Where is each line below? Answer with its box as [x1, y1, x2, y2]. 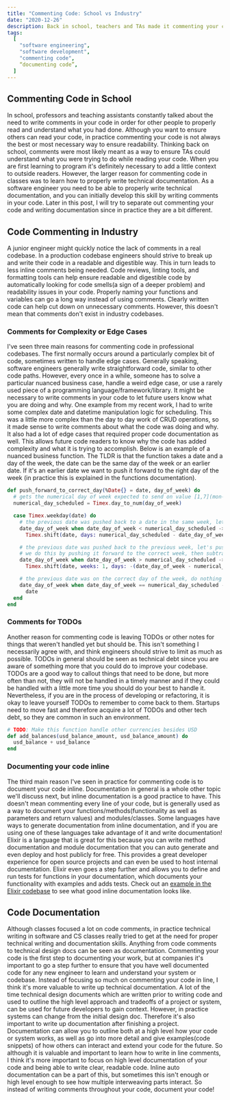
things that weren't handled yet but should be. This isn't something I [7, 640, 199, 648]
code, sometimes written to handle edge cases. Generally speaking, [7, 357, 199, 365]
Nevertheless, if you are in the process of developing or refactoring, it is [7, 691, 210, 699]
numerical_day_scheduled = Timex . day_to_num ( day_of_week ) [13, 500, 183, 507]
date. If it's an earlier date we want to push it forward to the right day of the [7, 466, 219, 474]
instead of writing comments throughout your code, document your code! [7, 1086, 215, 1094]
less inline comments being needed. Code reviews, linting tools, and [7, 266, 199, 275]
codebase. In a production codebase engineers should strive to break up [7, 251, 212, 260]
